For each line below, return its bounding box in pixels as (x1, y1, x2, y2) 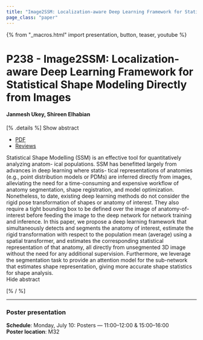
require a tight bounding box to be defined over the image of (6, 205, 157, 212)
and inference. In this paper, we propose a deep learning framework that (6, 218, 187, 225)
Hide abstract (6, 275, 40, 283)
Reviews (14, 142, 36, 150)
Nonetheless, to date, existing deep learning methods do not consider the (6, 192, 190, 200)
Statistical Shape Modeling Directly (6, 78, 187, 91)
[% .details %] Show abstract (6, 124, 79, 131)
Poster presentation (6, 308, 66, 316)
